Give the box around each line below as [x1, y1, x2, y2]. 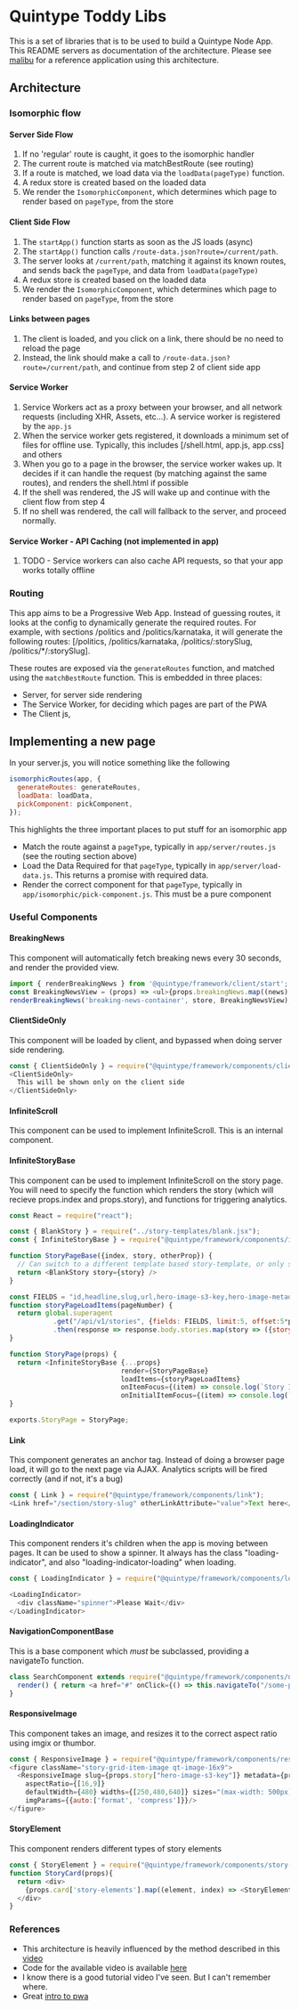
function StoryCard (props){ [9, 1868, 114, 1877]
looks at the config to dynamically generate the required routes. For [9, 617, 257, 628]
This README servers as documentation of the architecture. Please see [9, 45, 272, 55]
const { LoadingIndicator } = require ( [9, 1574, 158, 1584]
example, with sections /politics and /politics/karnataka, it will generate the [9, 626, 283, 637]
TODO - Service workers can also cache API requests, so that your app [21, 555, 284, 566]
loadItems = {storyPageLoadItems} [120, 1374, 241, 1383]
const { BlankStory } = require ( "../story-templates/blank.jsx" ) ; [9, 1227, 261, 1236]
